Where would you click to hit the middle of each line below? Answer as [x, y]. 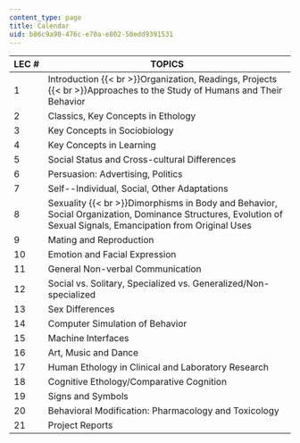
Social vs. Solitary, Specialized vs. [119, 284]
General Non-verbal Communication [125, 269]
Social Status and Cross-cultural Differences [142, 160]
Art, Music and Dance [93, 353]
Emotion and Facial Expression [112, 255]
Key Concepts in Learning [102, 146]
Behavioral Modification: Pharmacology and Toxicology [163, 411]
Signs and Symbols [88, 397]
